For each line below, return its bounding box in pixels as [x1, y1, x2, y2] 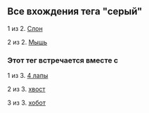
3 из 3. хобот [7, 98, 46, 107]
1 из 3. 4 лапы [7, 72, 48, 80]
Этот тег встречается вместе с [7, 55, 118, 65]
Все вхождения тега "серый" [7, 6, 143, 18]
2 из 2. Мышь [7, 38, 48, 46]
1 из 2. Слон [7, 24, 44, 32]
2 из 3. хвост [7, 85, 46, 93]
